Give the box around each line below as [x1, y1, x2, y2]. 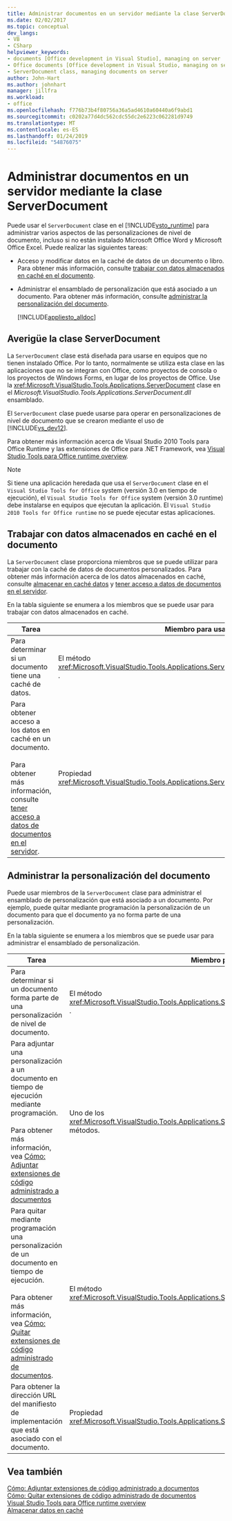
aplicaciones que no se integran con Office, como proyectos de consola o [7, 366, 217, 374]
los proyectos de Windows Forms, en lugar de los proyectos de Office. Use [7, 373, 221, 382]
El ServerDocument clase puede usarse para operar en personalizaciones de [7, 409, 221, 417]
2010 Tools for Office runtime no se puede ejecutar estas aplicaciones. [7, 508, 215, 516]
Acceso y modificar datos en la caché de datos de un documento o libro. [17, 257, 224, 265]
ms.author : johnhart [7, 81, 67, 88]
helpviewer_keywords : [7, 49, 70, 56]
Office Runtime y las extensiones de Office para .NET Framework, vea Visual [7, 444, 225, 452]
